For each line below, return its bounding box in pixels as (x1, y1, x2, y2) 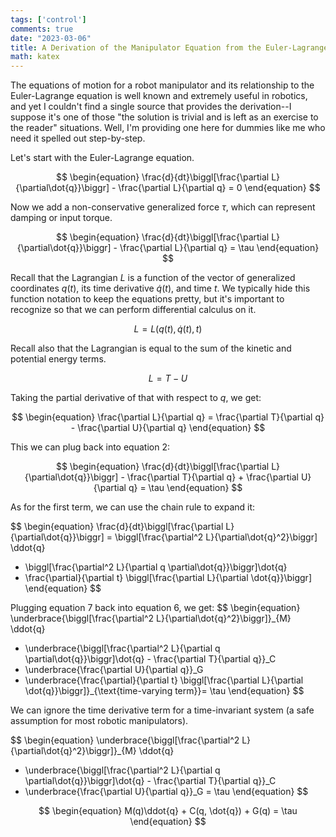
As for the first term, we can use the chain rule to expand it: (10, 501, 256, 513)
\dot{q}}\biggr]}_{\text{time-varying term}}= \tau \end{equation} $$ (24, 685, 305, 697)
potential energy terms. (10, 353, 107, 365)
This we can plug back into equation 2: (10, 441, 170, 453)
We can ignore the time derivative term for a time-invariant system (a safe (10, 704, 315, 716)
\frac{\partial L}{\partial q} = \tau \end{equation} (119, 242, 320, 254)
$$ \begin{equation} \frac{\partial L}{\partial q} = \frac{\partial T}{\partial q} (11, 411, 325, 423)
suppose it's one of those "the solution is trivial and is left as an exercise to (10, 111, 319, 123)
